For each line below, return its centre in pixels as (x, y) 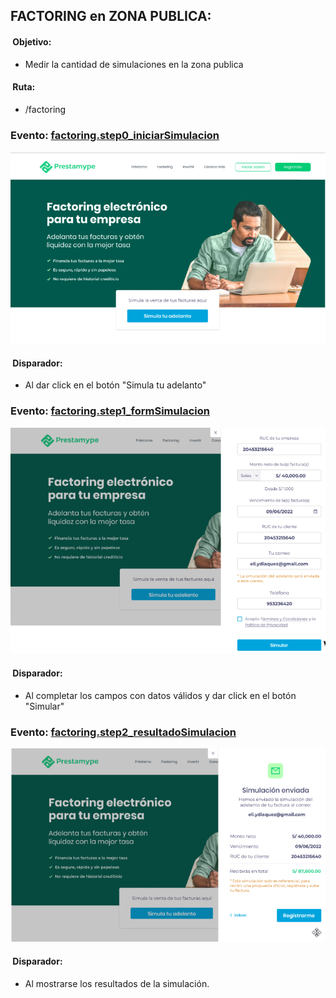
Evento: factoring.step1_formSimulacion (110, 411)
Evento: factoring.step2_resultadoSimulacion (123, 732)
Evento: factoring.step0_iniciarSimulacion (115, 135)
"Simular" (44, 706)
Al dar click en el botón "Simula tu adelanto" (115, 385)
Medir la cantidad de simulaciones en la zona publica (134, 64)
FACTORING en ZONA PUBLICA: (111, 16)
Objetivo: (32, 41)
